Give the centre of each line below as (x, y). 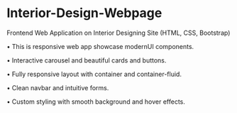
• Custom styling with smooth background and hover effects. (96, 102)
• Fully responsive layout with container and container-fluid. (94, 74)
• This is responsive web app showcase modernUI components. (100, 46)
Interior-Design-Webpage (84, 13)
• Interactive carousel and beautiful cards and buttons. (87, 60)
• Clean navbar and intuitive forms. (58, 87)
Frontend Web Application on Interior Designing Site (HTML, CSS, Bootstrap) (118, 33)
